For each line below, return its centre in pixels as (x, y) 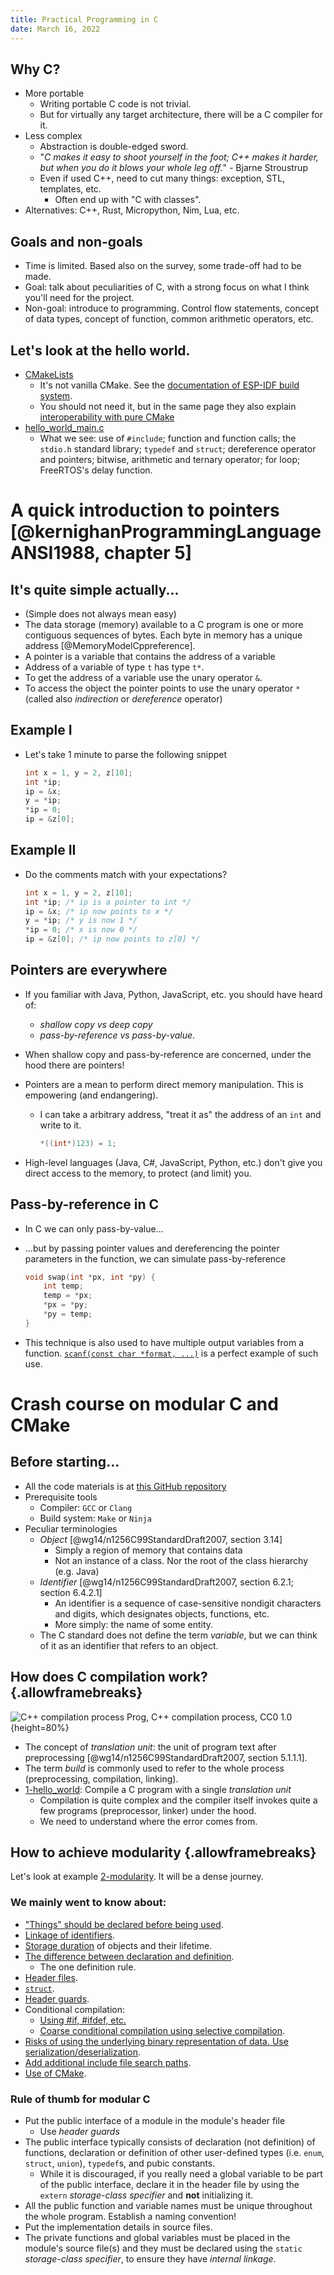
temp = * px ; (68, 1296)
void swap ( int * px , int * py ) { (90, 1277)
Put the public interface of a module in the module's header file (155, 2121)
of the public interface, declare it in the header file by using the (169, 2185)
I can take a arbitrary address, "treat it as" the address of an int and (180, 1114)
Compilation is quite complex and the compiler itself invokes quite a (178, 1800)
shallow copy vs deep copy (96, 1024)
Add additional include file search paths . (108, 2062)
